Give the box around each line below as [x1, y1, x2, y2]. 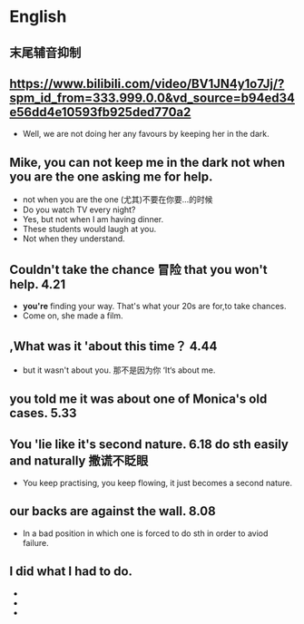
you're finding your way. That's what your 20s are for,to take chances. [22, 301, 287, 312]
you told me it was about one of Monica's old [9, 392, 268, 407]
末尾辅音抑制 [9, 44, 82, 60]
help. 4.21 [9, 277, 66, 292]
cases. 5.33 [9, 405, 77, 421]
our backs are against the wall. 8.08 [9, 503, 216, 519]
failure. [22, 537, 49, 548]
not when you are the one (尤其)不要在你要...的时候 [22, 194, 213, 205]
